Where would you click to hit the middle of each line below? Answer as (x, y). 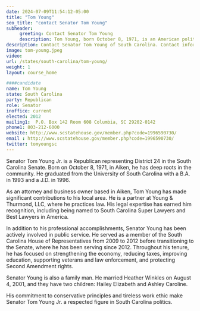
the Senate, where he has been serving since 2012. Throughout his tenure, (98, 247)
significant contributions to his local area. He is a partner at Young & (90, 197)
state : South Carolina (34, 95)
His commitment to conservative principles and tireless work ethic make (95, 296)
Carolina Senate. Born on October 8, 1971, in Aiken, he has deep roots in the (99, 167)
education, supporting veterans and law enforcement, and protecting (91, 260)
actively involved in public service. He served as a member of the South (94, 234)
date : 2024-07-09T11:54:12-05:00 (48, 12)
